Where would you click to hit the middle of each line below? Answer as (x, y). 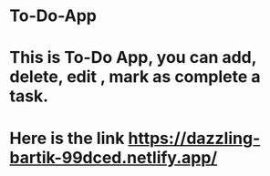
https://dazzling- (194, 138)
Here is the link (67, 138)
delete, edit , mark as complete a (135, 77)
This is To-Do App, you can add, (133, 58)
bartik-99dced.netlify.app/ (114, 157)
